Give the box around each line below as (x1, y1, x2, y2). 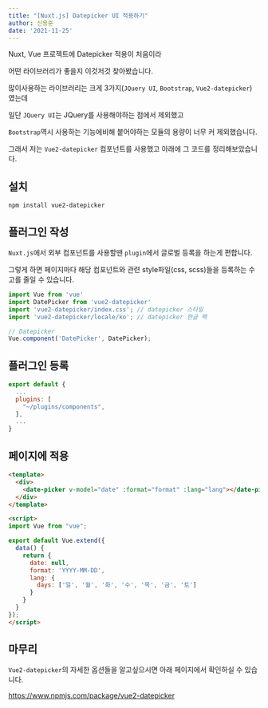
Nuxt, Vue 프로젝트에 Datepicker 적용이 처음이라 (8, 49, 162, 59)
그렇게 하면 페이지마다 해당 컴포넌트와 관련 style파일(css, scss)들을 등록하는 (8, 265, 247, 274)
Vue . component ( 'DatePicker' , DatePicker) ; (8, 334, 152, 343)
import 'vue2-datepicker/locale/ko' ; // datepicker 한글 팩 (8, 313, 207, 321)
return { (22, 552, 52, 560)
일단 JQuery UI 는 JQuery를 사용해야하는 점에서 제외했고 (8, 110, 184, 120)
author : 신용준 (8, 19, 54, 27)
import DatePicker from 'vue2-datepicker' (8, 298, 152, 306)
